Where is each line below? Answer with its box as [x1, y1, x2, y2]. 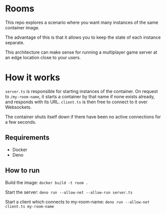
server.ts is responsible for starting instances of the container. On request [5, 88, 158, 94]
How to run [5, 166, 40, 175]
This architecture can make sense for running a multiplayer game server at [5, 49, 158, 55]
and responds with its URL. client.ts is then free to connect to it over [5, 99, 148, 105]
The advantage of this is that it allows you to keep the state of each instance [5, 34, 161, 40]
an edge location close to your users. [5, 54, 81, 60]
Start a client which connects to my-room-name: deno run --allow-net [5, 199, 150, 205]
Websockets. [5, 104, 32, 110]
